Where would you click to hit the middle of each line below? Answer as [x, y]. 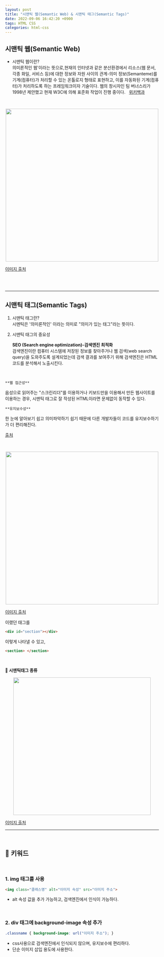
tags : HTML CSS [20, 23]
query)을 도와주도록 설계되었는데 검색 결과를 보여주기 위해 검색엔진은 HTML [85, 357]
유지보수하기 [147, 418]
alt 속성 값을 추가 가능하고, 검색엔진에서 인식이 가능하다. [65, 899]
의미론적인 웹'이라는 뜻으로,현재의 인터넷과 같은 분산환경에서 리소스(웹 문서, [84, 67]
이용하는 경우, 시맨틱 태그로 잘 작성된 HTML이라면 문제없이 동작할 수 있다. [75, 399]
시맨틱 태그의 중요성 [31, 334]
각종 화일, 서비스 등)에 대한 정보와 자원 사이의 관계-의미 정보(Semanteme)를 [85, 73]
